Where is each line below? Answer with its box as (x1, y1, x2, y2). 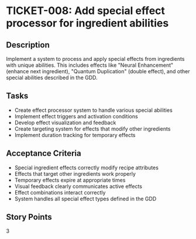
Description (6, 40, 50, 50)
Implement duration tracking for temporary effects (14, 131, 136, 138)
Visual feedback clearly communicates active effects (14, 183, 142, 190)
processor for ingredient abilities (6, 16, 169, 30)
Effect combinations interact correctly (14, 189, 106, 196)
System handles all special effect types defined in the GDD (14, 195, 157, 202)
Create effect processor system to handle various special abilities (14, 107, 173, 114)
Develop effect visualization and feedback (14, 119, 116, 126)
